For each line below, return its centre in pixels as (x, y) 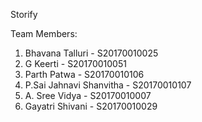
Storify (24, 14)
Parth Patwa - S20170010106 (84, 74)
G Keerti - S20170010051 (75, 63)
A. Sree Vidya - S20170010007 (88, 95)
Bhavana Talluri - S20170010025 (91, 53)
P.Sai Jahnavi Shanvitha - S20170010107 (108, 85)
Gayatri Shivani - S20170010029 (91, 106)
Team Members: (44, 33)
